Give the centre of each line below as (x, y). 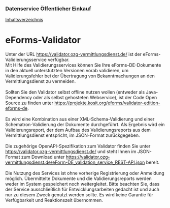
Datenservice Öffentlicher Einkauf (48, 9)
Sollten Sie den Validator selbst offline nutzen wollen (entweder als (75, 92)
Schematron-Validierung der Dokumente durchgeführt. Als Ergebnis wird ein (85, 125)
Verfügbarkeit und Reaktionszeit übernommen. (54, 200)
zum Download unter (43, 157)
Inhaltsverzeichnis (24, 20)
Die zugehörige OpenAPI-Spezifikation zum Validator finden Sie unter (78, 146)
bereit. (153, 162)
